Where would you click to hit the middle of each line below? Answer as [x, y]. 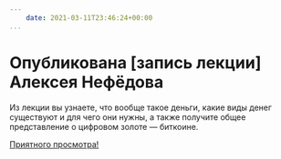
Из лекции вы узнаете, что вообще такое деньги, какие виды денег [140, 107]
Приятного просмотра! [54, 144]
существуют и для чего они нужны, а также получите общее [128, 117]
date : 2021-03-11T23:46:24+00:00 [89, 18]
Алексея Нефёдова [87, 82]
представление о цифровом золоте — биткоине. [104, 126]
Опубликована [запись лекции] [135, 62]
